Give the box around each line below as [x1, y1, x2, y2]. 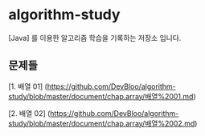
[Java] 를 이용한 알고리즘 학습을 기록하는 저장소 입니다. [8, 33, 182, 42]
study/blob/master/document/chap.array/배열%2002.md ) [8, 118, 198, 128]
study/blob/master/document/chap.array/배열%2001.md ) [8, 91, 197, 101]
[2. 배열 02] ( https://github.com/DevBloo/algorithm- [8, 108, 179, 118]
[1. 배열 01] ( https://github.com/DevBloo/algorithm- [8, 82, 177, 91]
